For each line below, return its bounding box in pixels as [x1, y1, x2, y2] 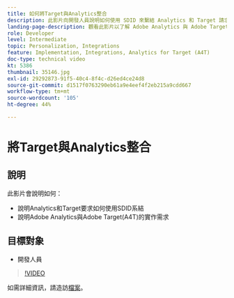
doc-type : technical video [7, 56, 86, 63]
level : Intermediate [7, 36, 68, 43]
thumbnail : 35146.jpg [7, 68, 70, 75]
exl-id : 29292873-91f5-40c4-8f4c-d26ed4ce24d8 [7, 75, 145, 82]
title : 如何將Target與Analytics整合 [7, 10, 107, 17]
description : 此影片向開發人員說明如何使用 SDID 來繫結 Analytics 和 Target [7, 17, 216, 24]
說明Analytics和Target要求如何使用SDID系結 [17, 204, 144, 212]
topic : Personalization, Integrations [7, 43, 120, 50]
